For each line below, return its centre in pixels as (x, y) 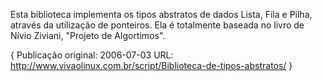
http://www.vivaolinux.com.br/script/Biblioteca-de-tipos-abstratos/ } (151, 65)
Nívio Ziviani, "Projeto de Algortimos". (88, 35)
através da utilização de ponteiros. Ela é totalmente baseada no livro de (157, 25)
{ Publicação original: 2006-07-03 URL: (92, 55)
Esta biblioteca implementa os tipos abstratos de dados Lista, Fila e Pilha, (161, 14)
